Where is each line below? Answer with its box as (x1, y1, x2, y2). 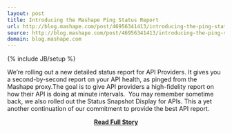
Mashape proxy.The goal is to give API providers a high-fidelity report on (7, 83, 214, 91)
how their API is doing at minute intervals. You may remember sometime (7, 90, 214, 99)
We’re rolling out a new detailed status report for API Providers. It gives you (7, 68, 221, 76)
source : (7, 29, 30, 37)
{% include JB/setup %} (7, 54, 76, 63)
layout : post (7, 10, 45, 17)
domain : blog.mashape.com (7, 36, 81, 43)
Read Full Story (93, 118, 139, 126)
